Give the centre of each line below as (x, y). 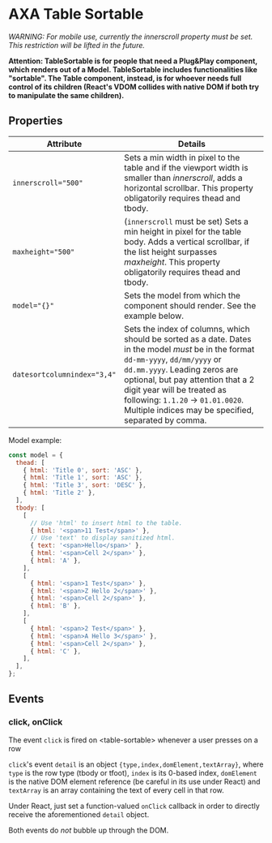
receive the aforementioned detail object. (79, 814)
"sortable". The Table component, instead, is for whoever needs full (125, 78)
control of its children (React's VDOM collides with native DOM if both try (134, 87)
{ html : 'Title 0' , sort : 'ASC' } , (83, 470)
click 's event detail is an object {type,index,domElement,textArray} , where (136, 764)
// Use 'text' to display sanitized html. (102, 538)
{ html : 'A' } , (55, 561)
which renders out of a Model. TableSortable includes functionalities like (133, 69)
